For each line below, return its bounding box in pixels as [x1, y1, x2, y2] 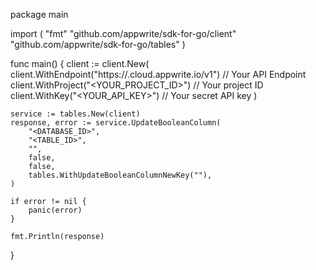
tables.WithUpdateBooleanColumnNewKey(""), [28, 170, 213, 180]
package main [10, 9, 69, 20]
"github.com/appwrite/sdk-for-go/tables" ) [10, 39, 186, 50]
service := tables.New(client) [10, 109, 141, 119]
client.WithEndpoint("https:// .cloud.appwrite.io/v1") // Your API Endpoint [10, 69, 307, 80]
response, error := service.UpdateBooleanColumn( [10, 118, 222, 128]
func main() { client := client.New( [10, 58, 150, 69]
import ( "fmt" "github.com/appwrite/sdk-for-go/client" [10, 28, 237, 39]
